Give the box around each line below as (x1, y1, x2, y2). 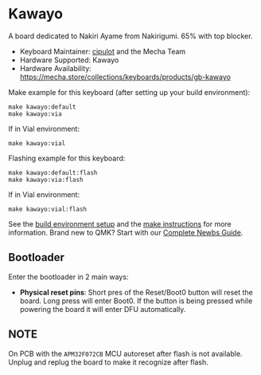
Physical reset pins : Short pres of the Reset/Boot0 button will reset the (19, 287, 253, 297)
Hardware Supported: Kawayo (19, 55, 119, 65)
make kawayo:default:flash (8, 168, 98, 176)
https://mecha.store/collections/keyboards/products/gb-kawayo (19, 72, 231, 81)
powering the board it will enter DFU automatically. (19, 304, 186, 314)
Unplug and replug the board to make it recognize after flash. (8, 357, 208, 367)
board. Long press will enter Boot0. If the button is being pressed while (19, 296, 253, 306)
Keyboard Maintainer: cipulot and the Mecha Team (19, 46, 186, 56)
